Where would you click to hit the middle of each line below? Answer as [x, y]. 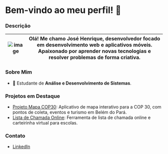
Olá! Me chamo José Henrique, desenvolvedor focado [94, 38]
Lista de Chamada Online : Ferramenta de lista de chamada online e [81, 117]
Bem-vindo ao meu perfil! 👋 [63, 10]
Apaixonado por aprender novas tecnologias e [95, 51]
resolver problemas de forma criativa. [95, 57]
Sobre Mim [19, 72]
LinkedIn [21, 146]
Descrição [18, 26]
